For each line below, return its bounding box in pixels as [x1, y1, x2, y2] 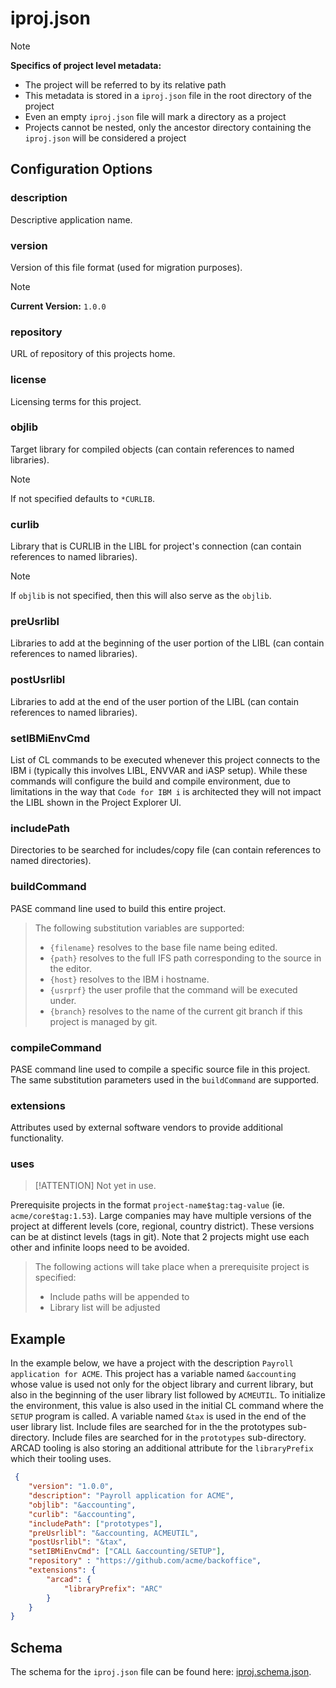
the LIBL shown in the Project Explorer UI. [10, 797, 182, 808]
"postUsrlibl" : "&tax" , [28, 1537, 128, 1547]
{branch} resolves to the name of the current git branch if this [49, 1005, 303, 1017]
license [10, 373, 47, 387]
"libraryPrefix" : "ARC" [63, 1583, 163, 1594]
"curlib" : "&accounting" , [28, 1509, 137, 1519]
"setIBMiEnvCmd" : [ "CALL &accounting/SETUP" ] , [28, 1547, 226, 1557]
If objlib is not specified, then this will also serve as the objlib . [10, 590, 272, 602]
